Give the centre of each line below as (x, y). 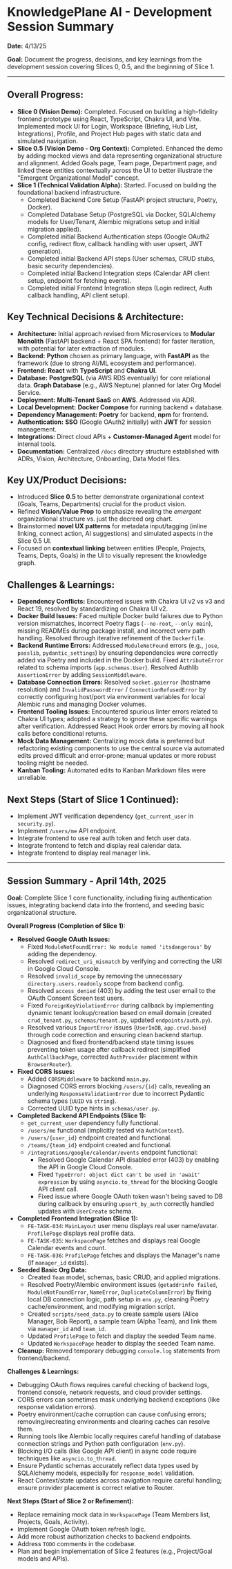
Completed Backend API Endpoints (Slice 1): (81, 1115)
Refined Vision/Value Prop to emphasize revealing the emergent (109, 512)
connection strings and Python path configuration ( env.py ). (101, 1443)
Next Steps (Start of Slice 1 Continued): (93, 799)
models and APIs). (43, 1558)
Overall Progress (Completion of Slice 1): (66, 926)
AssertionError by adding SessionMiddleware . (82, 675)
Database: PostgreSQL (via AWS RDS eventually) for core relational (114, 378)
